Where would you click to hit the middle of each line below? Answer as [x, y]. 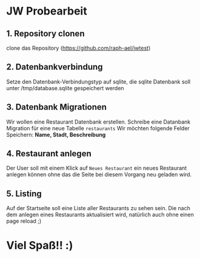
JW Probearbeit [47, 11]
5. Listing [24, 193]
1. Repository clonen [45, 34]
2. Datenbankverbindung [55, 67]
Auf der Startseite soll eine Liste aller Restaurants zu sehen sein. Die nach [98, 208]
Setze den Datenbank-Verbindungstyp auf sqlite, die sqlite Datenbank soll [98, 81]
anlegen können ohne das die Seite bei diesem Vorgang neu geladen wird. [99, 174]
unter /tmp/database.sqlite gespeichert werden [65, 88]
